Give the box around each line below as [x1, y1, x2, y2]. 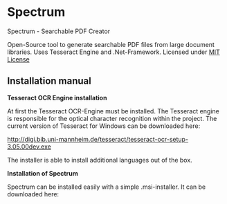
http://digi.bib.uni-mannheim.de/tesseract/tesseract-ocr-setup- [7, 135, 189, 143]
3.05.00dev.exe [7, 142, 52, 151]
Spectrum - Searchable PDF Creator [7, 27, 111, 35]
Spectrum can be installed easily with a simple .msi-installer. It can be [7, 183, 206, 191]
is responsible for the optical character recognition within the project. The [7, 114, 217, 122]
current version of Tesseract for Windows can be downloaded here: [7, 122, 201, 130]
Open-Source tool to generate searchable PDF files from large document [7, 40, 215, 48]
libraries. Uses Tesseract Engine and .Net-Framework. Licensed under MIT [7, 48, 220, 56]
